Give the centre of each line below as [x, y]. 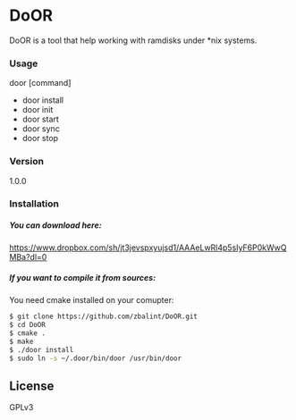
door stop [40, 139]
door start [41, 119]
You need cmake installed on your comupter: [92, 300]
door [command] [40, 83]
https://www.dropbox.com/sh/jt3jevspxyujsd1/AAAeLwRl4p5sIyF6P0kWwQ [148, 248]
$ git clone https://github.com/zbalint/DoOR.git [104, 317]
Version [27, 162]
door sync [41, 129]
